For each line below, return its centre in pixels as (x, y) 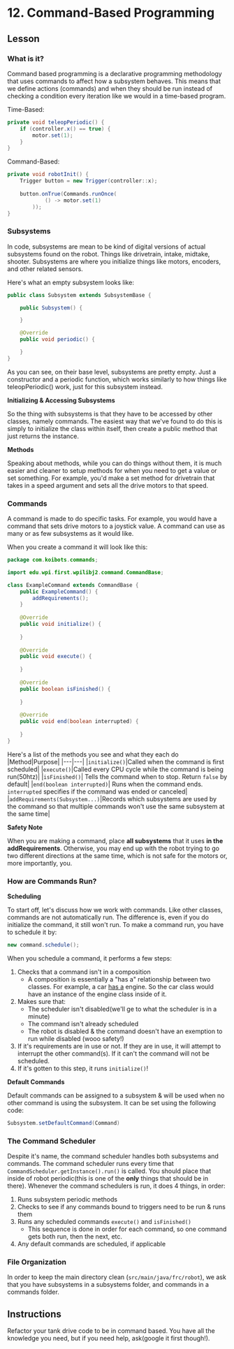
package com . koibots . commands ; (53, 560)
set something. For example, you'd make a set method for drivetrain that (111, 478)
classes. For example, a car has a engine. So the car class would (121, 986)
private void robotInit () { (48, 175)
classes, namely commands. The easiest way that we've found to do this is (115, 421)
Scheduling (24, 896)
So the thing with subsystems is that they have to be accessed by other (110, 414)
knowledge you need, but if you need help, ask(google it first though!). (109, 1339)
